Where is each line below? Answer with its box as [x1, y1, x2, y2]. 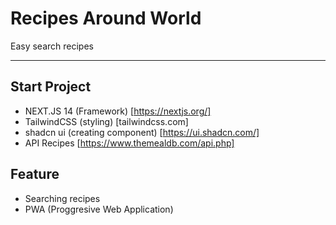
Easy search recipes [10, 40, 94, 52]
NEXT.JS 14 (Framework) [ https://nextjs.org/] [24, 105, 212, 117]
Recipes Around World [10, 7, 202, 30]
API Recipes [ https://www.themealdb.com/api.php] [24, 137, 235, 149]
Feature [10, 166, 60, 183]
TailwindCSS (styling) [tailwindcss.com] [24, 115, 189, 127]
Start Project [10, 78, 92, 96]
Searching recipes [24, 192, 101, 204]
